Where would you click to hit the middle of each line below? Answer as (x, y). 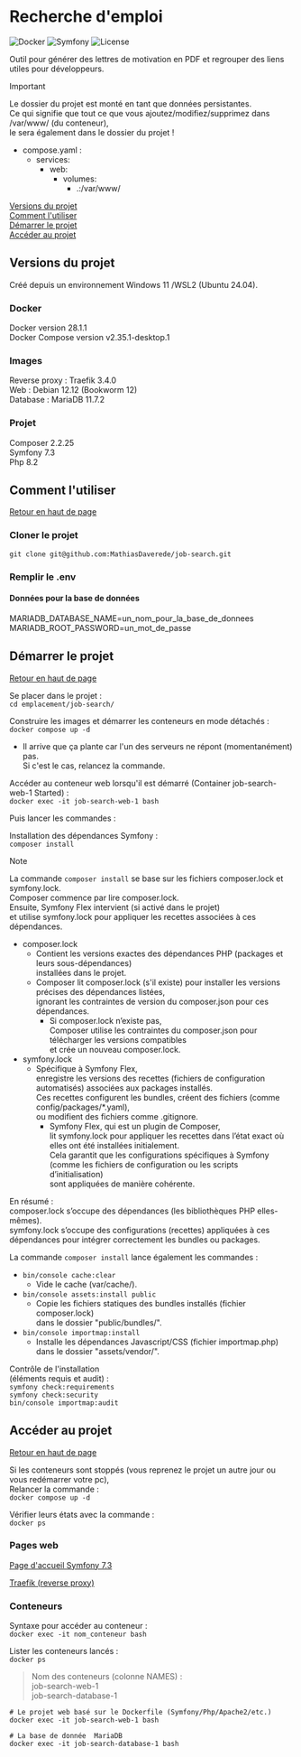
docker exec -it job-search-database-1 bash (94, 1744)
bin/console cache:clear (69, 1275)
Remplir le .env (43, 577)
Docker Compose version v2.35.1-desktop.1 (90, 338)
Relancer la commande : (54, 1489)
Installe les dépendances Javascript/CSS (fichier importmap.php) (157, 1342)
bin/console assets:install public (89, 1294)
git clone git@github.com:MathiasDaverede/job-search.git (120, 554)
